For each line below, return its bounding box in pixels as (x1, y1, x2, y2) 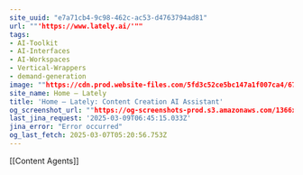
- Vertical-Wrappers (9, 64, 87, 73)
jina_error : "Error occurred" (9, 123, 124, 132)
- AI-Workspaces (9, 55, 70, 64)
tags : (9, 30, 30, 39)
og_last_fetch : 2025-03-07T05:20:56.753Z (9, 131, 168, 140)
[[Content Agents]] (9, 155, 79, 166)
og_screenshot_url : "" (9, 106, 95, 115)
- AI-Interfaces (9, 47, 70, 56)
